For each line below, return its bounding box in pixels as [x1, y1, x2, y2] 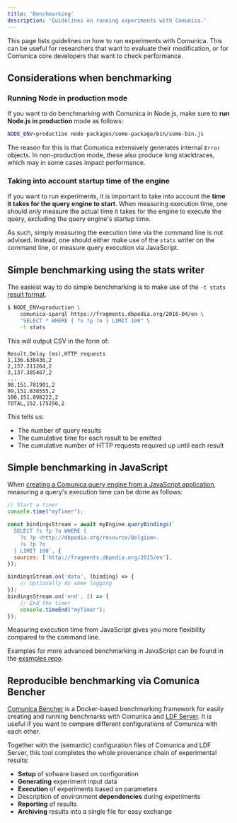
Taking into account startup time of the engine [7, 176, 170, 186]
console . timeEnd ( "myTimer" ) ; [20, 606, 106, 613]
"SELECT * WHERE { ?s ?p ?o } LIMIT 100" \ [20, 317, 151, 324]
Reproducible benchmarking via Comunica [7, 674, 200, 687]
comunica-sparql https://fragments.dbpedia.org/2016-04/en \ [20, 311, 204, 318]
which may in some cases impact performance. [7, 159, 146, 167]
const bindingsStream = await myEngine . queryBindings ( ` [7, 521, 175, 528]
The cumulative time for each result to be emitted [17, 433, 162, 442]
